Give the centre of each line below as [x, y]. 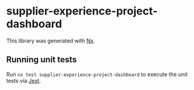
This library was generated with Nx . [51, 40]
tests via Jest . [24, 80]
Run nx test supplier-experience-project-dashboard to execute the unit [97, 74]
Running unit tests [42, 59]
